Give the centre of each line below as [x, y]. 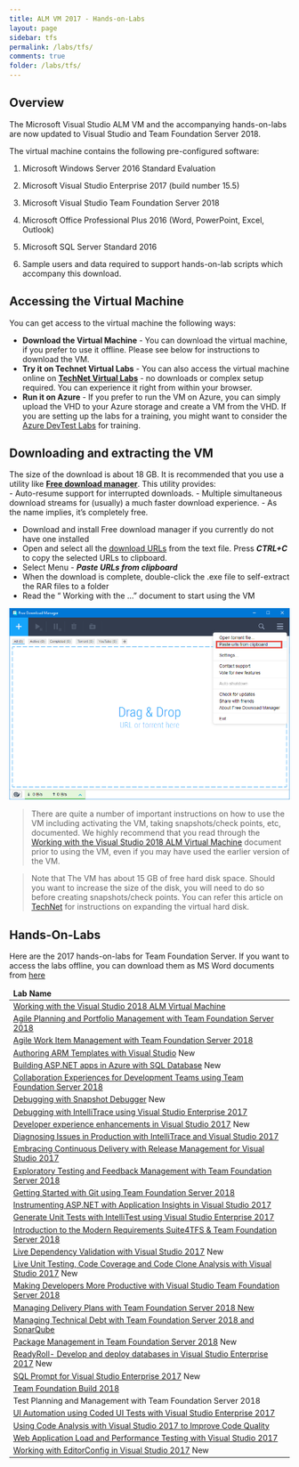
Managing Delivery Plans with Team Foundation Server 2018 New [134, 1308]
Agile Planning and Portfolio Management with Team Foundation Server [143, 1018]
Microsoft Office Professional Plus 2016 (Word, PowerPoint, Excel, [143, 220]
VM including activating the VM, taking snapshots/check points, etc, [156, 823]
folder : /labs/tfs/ [45, 66]
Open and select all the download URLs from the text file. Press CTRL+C [154, 548]
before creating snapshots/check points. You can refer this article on [157, 897]
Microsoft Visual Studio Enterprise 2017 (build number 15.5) [131, 185]
